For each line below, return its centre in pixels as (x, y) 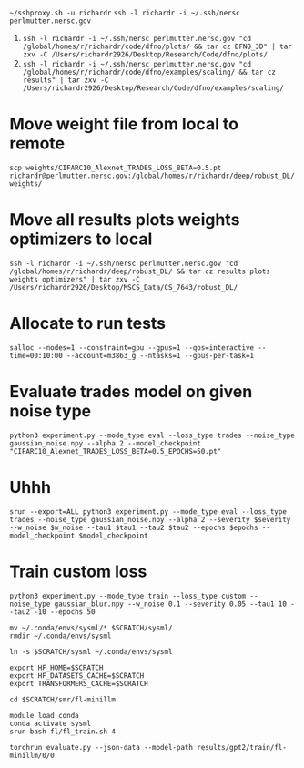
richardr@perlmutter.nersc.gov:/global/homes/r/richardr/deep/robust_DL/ (152, 176)
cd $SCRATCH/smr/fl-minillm (63, 700)
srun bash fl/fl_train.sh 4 (63, 732)
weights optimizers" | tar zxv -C (75, 279)
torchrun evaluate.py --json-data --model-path (101, 747)
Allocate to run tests (88, 324)
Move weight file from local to (124, 124)
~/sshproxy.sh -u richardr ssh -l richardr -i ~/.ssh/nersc (125, 13)
